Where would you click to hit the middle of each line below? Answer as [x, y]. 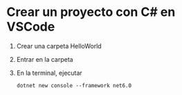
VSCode [31, 27]
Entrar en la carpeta [45, 59]
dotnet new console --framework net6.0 [74, 85]
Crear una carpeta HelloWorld [59, 46]
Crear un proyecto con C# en [91, 12]
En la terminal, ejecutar [49, 73]
